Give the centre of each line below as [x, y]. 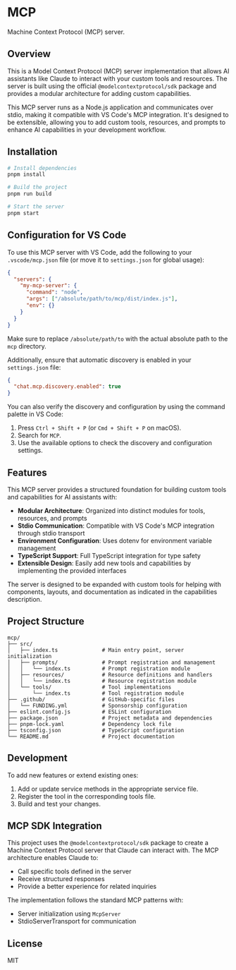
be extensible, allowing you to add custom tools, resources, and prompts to [117, 122]
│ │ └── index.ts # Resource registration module [102, 681]
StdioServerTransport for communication [77, 921]
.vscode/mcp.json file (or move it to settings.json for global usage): [106, 260]
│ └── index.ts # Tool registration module [96, 693]
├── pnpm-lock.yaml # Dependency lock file [89, 724]
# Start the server [36, 207]
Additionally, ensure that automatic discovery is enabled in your [99, 360]
